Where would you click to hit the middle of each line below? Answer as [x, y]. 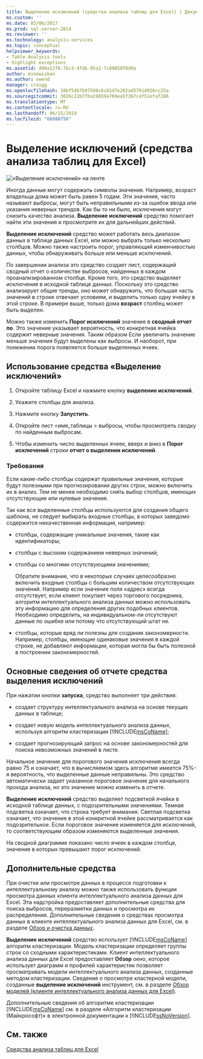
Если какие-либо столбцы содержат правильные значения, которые [95, 479]
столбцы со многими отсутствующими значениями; [82, 565]
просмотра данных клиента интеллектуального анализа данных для [95, 896]
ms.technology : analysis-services [50, 40]
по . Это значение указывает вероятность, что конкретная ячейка [91, 328]
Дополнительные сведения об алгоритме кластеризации [80, 1003]
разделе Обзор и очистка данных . [50, 928]
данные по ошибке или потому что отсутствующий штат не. [92, 621]
